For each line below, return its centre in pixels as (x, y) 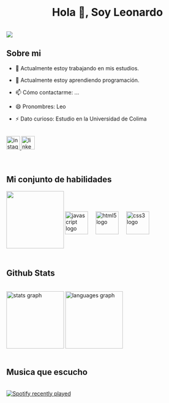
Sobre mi (24, 54)
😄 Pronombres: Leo (40, 106)
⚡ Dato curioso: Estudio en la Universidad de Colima (81, 119)
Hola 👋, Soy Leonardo (107, 13)
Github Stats (31, 273)
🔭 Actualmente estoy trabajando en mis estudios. (77, 68)
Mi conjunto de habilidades (59, 179)
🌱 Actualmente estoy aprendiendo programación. (77, 80)
